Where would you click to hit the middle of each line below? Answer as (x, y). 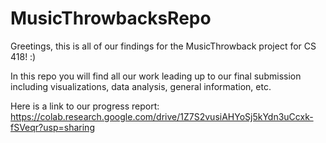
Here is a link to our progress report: (85, 106)
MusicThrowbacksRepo (111, 18)
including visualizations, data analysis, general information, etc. (141, 86)
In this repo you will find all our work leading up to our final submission (156, 76)
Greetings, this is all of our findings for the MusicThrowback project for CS (163, 46)
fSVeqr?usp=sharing (52, 127)
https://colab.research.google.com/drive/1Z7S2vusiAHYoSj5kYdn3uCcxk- (162, 116)
